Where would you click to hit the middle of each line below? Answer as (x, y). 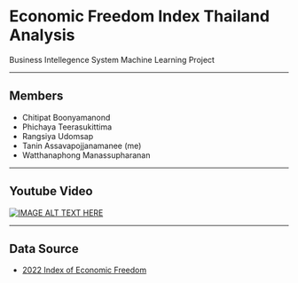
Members (36, 96)
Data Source (44, 249)
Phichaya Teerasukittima (67, 127)
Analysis (42, 35)
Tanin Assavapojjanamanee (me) (82, 145)
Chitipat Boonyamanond (66, 117)
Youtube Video (51, 191)
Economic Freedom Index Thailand (140, 16)
